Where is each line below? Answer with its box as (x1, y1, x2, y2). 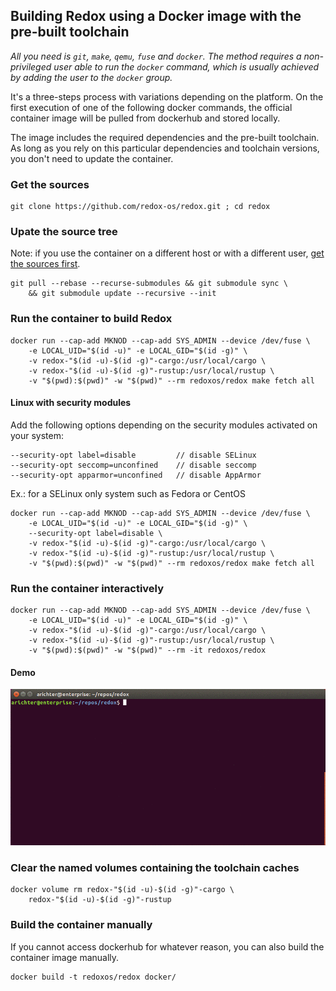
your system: (10, 429, 65, 441)
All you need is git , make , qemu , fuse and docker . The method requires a (10, 50, 302, 62)
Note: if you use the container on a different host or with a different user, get (10, 247, 325, 259)
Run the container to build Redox (10, 312, 173, 326)
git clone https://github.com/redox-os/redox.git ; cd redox (10, 202, 271, 212)
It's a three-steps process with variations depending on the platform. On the (10, 90, 324, 103)
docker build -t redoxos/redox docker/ (10, 972, 177, 982)
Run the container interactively (10, 581, 165, 595)
